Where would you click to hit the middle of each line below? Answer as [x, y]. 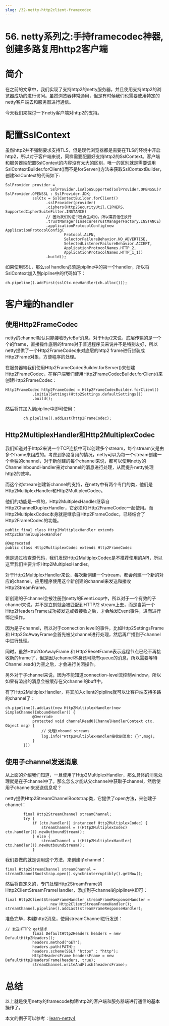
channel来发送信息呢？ [38, 787]
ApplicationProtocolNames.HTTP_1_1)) [103, 252]
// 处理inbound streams [65, 731]
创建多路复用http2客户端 [57, 49]
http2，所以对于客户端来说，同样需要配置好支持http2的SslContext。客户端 [83, 156]
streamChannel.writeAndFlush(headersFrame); [80, 965]
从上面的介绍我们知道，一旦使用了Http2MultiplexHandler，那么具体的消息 [82, 775]
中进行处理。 [18, 641]
